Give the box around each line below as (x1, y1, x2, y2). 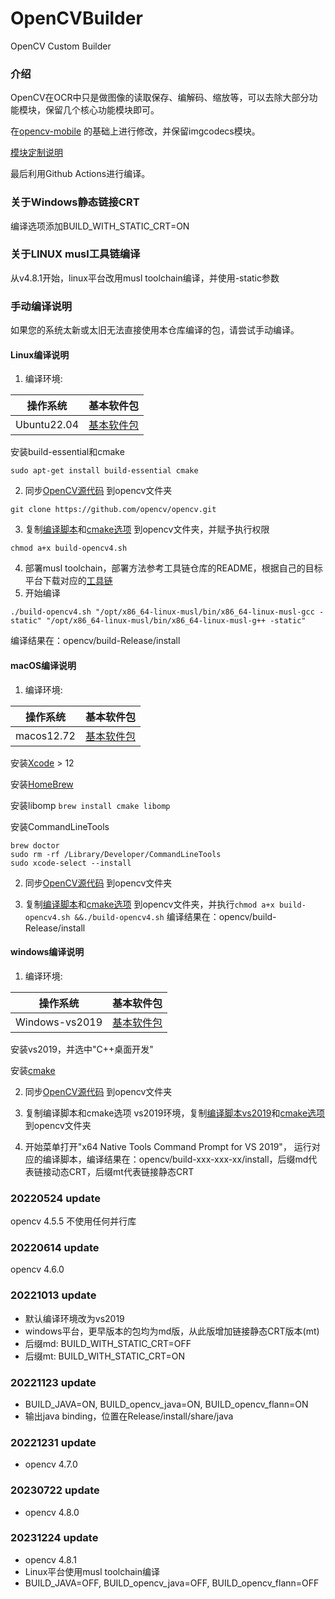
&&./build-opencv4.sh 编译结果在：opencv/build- (74, 910, 277, 922)
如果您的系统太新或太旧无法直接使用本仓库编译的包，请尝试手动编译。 (10, 324, 300, 336)
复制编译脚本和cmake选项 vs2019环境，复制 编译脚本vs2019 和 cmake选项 (24, 1107, 326, 1119)
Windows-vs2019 (15, 1015, 103, 1029)
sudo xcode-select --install (10, 858, 132, 868)
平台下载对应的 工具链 (24, 575, 113, 587)
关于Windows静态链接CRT (10, 195, 140, 209)
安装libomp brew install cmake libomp (10, 799, 171, 811)
